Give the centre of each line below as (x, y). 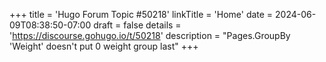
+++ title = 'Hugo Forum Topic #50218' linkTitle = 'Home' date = (141, 14)
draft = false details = (137, 25)
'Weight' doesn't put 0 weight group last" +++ (104, 46)
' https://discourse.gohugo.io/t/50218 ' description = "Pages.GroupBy (150, 35)
